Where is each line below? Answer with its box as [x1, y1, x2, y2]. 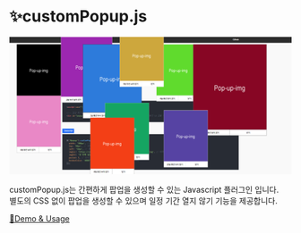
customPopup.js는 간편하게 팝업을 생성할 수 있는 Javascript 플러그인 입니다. [9, 184, 279, 195]
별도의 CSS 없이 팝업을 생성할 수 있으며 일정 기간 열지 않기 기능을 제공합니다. [9, 195, 278, 206]
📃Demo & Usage [9, 212, 70, 224]
